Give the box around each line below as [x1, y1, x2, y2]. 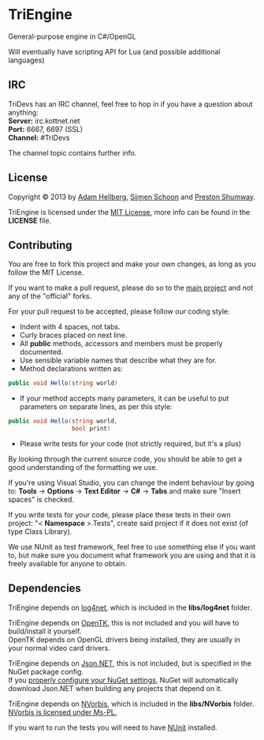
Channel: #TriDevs [8, 133, 70, 142]
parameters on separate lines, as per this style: [19, 402, 173, 411]
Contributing [8, 239, 73, 252]
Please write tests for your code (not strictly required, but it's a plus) [19, 439, 242, 448]
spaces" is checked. [8, 495, 75, 504]
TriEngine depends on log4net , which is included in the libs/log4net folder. [8, 603, 252, 612]
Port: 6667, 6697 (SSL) [8, 124, 84, 133]
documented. [19, 347, 63, 357]
